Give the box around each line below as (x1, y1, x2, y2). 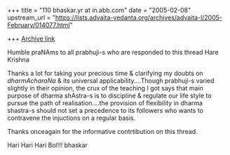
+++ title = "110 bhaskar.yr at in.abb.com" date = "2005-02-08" (7, 6, 191, 14)
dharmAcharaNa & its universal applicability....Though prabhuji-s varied (7, 76, 215, 85)
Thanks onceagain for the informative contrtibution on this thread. (7, 128, 198, 135)
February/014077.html (7, 21, 70, 29)
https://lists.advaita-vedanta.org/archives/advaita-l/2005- (55, 13, 223, 22)
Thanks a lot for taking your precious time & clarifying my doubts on (7, 69, 203, 77)
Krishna (7, 55, 30, 64)
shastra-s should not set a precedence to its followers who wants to (7, 107, 203, 114)
